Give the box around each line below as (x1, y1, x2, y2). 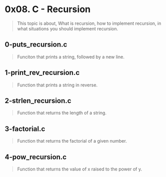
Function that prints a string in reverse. (17, 82, 98, 88)
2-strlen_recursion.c (5, 96, 72, 105)
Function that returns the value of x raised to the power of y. (17, 166, 142, 172)
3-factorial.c (5, 124, 45, 133)
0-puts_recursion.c (5, 40, 68, 49)
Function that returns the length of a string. (17, 110, 107, 116)
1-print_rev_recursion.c (5, 68, 80, 77)
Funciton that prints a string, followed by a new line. (17, 54, 125, 60)
